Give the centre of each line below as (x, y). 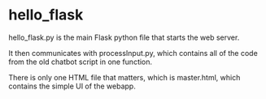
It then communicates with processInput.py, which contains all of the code (133, 53)
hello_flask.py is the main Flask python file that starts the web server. (124, 37)
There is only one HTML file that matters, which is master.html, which (124, 77)
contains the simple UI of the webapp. (72, 86)
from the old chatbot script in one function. (81, 62)
